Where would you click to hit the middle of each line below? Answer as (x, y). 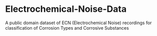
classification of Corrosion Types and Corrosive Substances (67, 28)
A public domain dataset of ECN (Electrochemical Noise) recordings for (78, 23)
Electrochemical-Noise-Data (66, 9)
